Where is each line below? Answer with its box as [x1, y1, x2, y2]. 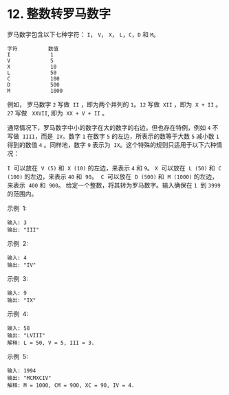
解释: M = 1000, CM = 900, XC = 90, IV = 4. [7, 382, 135, 389]
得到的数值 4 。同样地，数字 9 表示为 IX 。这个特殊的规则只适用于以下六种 [7, 140, 217, 148]
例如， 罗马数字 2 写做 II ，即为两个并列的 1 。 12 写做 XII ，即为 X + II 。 [7, 100, 222, 109]
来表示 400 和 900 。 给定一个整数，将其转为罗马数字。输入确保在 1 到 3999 [7, 181, 221, 189]
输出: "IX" [7, 297, 36, 304]
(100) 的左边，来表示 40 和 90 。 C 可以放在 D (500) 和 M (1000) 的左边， [7, 172, 219, 181]
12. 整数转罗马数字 [7, 6, 111, 22]
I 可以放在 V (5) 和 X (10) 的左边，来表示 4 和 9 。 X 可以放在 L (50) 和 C [7, 163, 222, 172]
